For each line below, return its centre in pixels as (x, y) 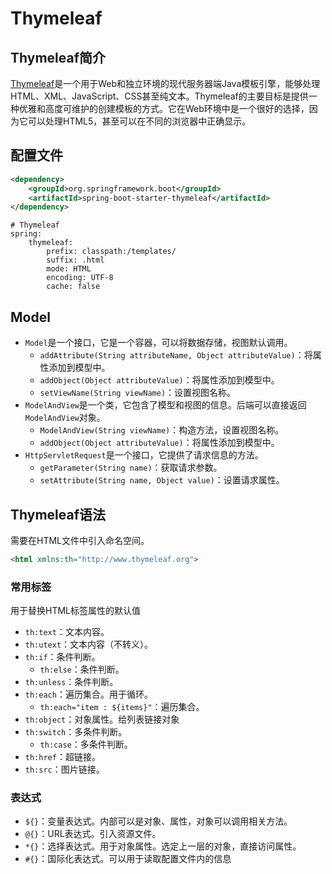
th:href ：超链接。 (62, 757)
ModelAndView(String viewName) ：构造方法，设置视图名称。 (162, 430)
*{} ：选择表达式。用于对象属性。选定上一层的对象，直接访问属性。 (163, 846)
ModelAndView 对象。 (65, 418)
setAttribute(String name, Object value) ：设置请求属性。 (162, 480)
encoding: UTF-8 (80, 278)
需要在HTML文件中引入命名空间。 (80, 540)
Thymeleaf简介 (58, 57)
